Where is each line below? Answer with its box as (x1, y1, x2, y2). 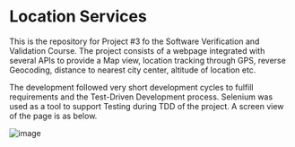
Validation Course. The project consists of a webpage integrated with (9, 45, 265, 56)
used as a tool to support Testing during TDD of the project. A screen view (9, 100, 284, 111)
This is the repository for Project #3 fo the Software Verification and (9, 36, 260, 47)
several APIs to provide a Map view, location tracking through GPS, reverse (9, 55, 287, 65)
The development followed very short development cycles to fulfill (9, 82, 254, 92)
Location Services (9, 6, 148, 27)
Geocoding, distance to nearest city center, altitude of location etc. (9, 65, 256, 75)
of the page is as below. (9, 110, 98, 121)
